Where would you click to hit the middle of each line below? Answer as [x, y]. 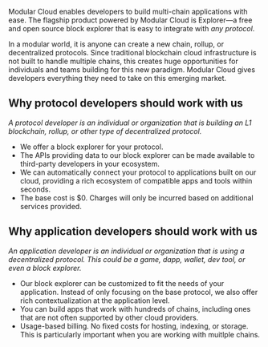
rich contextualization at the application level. [95, 301]
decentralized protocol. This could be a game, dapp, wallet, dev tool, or [127, 259]
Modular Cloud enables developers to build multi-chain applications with [128, 12]
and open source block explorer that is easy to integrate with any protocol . [132, 28]
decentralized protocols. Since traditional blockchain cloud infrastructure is [132, 52]
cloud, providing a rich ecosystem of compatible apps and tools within [136, 180]
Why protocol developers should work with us [126, 103]
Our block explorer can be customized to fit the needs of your [122, 283]
